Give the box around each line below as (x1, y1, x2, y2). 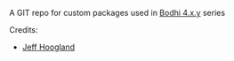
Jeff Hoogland (21, 42, 76, 52)
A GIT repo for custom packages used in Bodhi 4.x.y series (9, 8, 225, 18)
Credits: (9, 25, 38, 34)
